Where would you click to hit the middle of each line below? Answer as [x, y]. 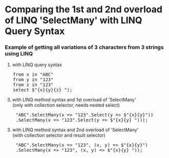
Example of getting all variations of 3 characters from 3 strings [84, 47]
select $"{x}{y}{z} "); [43, 90]
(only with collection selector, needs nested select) [66, 105]
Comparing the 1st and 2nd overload [83, 9]
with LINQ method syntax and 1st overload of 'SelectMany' [74, 100]
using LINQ [19, 54]
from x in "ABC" [33, 75]
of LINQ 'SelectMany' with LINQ [73, 20]
